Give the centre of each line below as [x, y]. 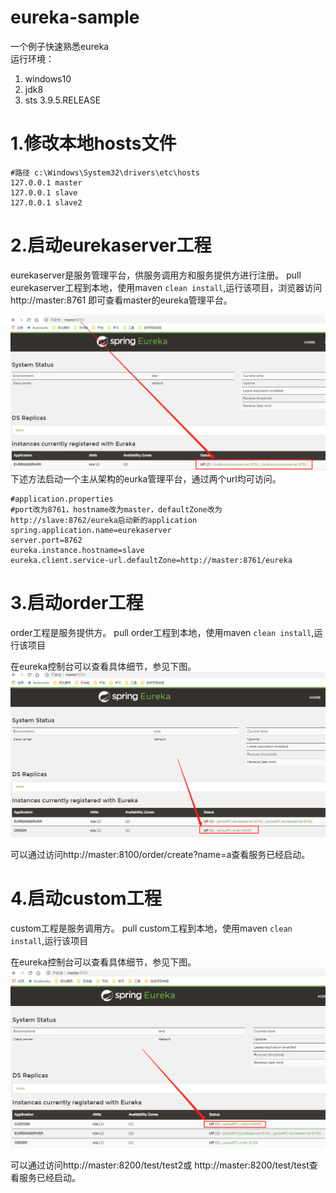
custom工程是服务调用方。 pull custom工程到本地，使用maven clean [151, 928]
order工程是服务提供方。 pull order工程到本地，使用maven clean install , [162, 632]
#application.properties [62, 499]
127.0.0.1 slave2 [46, 202]
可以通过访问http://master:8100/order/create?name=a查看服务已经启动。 [160, 855]
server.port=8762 [46, 540]
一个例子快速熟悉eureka [60, 46]
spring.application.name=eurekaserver [91, 530]
